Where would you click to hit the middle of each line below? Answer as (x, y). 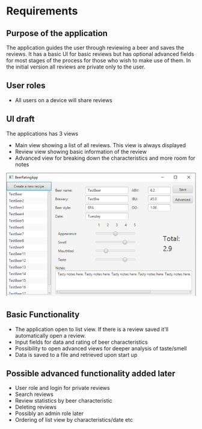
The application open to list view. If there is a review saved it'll (92, 329)
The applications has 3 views (42, 133)
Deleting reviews (36, 407)
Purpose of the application (57, 33)
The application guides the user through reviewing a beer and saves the (95, 47)
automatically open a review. (50, 335)
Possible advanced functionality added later (91, 373)
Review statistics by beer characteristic (63, 401)
